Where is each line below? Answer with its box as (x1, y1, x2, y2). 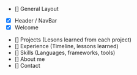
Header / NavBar (14, 17, 57, 24)
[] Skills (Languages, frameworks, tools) (14, 49, 116, 57)
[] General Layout (14, 5, 59, 12)
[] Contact (14, 62, 40, 70)
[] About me (14, 55, 45, 63)
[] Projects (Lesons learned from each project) (14, 36, 132, 43)
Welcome (14, 24, 39, 31)
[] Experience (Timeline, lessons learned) (14, 43, 119, 50)
